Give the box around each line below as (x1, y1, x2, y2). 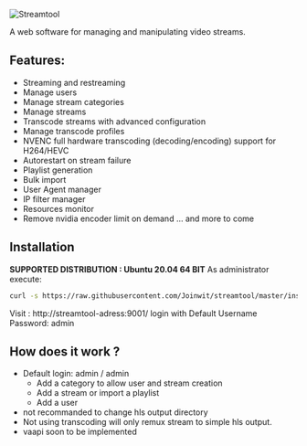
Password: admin (9, 317, 75, 328)
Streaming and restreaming (22, 77, 126, 88)
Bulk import (22, 174, 67, 185)
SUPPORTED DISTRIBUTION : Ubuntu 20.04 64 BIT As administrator (9, 263, 270, 274)
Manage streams (22, 106, 87, 117)
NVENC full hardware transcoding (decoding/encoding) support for (22, 135, 277, 146)
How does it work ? (9, 344, 121, 359)
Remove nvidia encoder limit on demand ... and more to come (22, 213, 254, 224)
